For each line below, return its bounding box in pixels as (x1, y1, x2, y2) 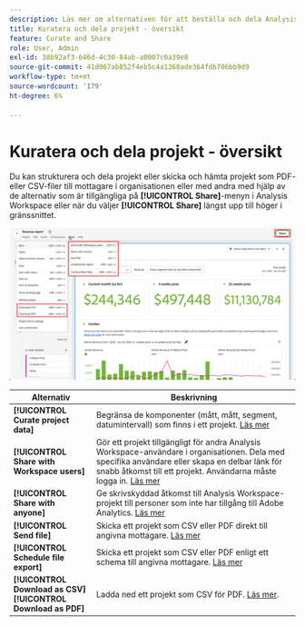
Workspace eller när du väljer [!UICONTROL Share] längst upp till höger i (9, 200, 283, 211)
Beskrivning (171, 392, 218, 402)
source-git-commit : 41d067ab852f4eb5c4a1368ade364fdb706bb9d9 (9, 63, 250, 72)
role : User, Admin (9, 44, 79, 53)
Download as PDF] (13, 603, 84, 614)
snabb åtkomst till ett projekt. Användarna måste (96, 466, 277, 477)
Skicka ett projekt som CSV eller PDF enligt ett (96, 547, 270, 558)
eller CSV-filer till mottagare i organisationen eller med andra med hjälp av (9, 181, 286, 192)
